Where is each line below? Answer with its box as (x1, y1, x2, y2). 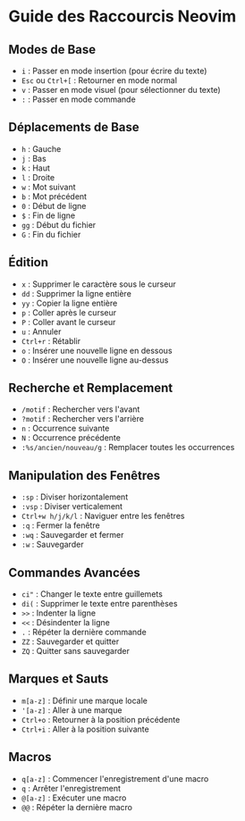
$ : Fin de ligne (21, 210, 76, 221)
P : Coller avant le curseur (21, 316, 116, 327)
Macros (8, 750, 52, 765)
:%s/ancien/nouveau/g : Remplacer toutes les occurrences (21, 442, 235, 453)
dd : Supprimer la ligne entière (21, 288, 131, 298)
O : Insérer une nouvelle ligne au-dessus (21, 355, 169, 365)
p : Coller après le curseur (21, 306, 117, 318)
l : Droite (21, 172, 55, 182)
